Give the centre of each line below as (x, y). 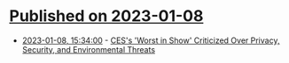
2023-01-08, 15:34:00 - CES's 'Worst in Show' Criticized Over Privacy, (151, 40)
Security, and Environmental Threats (89, 49)
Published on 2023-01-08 (106, 16)
